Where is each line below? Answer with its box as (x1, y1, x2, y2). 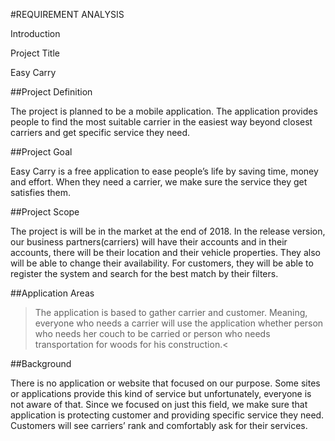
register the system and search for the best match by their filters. (10, 268, 279, 279)
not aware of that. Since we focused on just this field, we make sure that (10, 399, 308, 410)
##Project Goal (10, 146, 73, 158)
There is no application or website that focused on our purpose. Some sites (10, 377, 321, 389)
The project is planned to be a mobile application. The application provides (10, 105, 318, 117)
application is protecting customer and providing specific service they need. (10, 409, 325, 421)
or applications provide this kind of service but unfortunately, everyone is (10, 388, 312, 399)
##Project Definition (10, 86, 93, 98)
